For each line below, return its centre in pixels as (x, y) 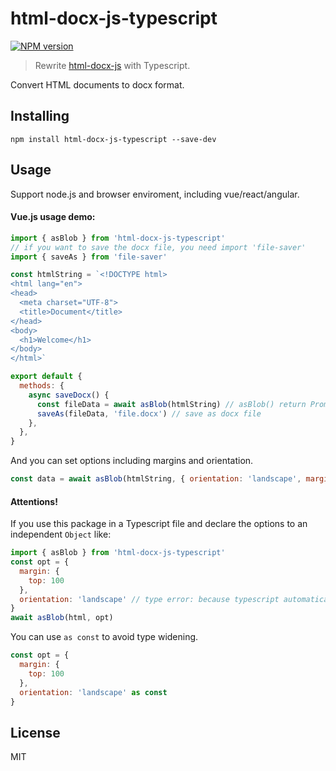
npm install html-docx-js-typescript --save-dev (113, 139)
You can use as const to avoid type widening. (104, 637)
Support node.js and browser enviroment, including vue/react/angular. (155, 194)
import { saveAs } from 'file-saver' (89, 257)
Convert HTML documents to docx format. (97, 84)
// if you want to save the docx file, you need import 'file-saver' (158, 247)
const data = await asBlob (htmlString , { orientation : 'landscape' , (156, 479)
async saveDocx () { (69, 395)
